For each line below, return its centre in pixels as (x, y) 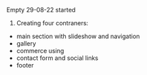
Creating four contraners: (52, 23)
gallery (26, 43)
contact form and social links (57, 58)
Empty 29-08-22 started (41, 10)
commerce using (40, 51)
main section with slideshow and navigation (78, 36)
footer (25, 65)
